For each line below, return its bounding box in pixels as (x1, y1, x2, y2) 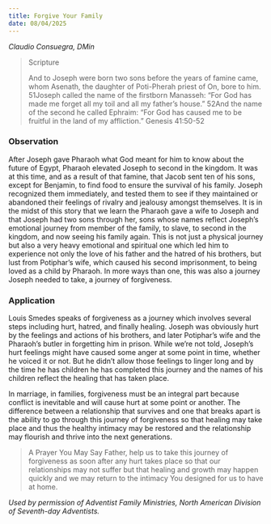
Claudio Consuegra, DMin (8, 41, 95, 51)
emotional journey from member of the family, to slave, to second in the (8, 223, 247, 233)
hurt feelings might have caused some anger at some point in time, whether (8, 348, 260, 357)
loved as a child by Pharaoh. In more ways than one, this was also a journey (8, 266, 260, 276)
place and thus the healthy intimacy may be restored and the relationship (8, 424, 252, 433)
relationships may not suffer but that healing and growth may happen (28, 465, 259, 475)
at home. (28, 482, 58, 492)
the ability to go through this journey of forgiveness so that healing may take (8, 415, 263, 425)
